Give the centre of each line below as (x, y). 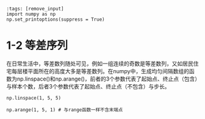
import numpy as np (31, 14)
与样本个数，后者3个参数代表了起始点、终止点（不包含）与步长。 (88, 86)
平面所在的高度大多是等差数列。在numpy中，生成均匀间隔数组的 (108, 71)
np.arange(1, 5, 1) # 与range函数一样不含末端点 (65, 110)
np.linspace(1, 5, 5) (34, 98)
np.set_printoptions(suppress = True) (56, 20)
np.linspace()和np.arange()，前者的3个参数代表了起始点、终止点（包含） (107, 79)
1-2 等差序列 (37, 45)
